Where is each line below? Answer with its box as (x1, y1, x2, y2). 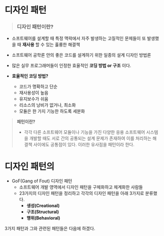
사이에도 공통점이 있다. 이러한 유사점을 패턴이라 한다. (33, 142, 135, 148)
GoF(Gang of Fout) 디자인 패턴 (11, 178, 72, 184)
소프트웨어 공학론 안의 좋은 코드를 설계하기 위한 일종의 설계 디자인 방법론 (11, 52, 151, 58)
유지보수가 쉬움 (19, 96, 49, 102)
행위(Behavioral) (26, 215, 61, 221)
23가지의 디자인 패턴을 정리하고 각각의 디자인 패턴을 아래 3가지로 (19, 191, 144, 197)
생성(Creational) (26, 203, 60, 209)
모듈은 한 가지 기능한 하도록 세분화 (19, 108, 85, 114)
